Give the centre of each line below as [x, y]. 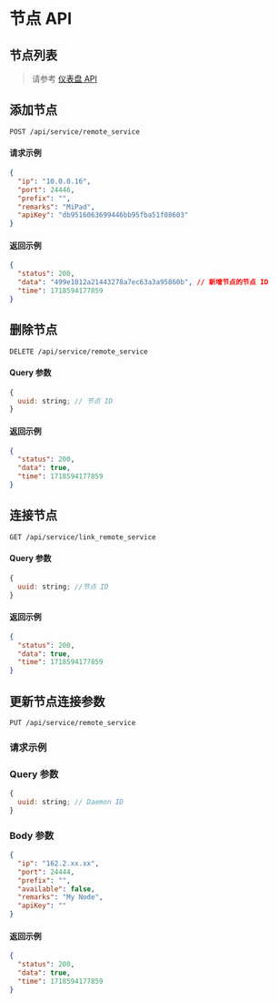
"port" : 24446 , [46, 189]
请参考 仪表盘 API [65, 79]
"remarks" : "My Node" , [60, 897]
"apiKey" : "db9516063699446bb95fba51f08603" [103, 215]
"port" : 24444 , [46, 872]
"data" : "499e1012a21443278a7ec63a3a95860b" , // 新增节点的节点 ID [143, 282]
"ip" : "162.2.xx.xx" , [59, 863]
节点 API [41, 19]
